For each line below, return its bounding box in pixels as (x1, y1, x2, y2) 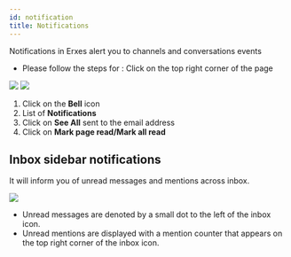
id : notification (9, 12, 74, 22)
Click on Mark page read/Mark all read (21, 126, 166, 137)
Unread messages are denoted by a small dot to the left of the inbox (21, 209, 271, 220)
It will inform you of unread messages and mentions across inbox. (9, 175, 250, 186)
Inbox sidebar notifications (9, 152, 161, 167)
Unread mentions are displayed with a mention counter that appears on (21, 228, 283, 239)
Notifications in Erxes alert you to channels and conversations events (9, 45, 262, 56)
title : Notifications (9, 21, 90, 30)
